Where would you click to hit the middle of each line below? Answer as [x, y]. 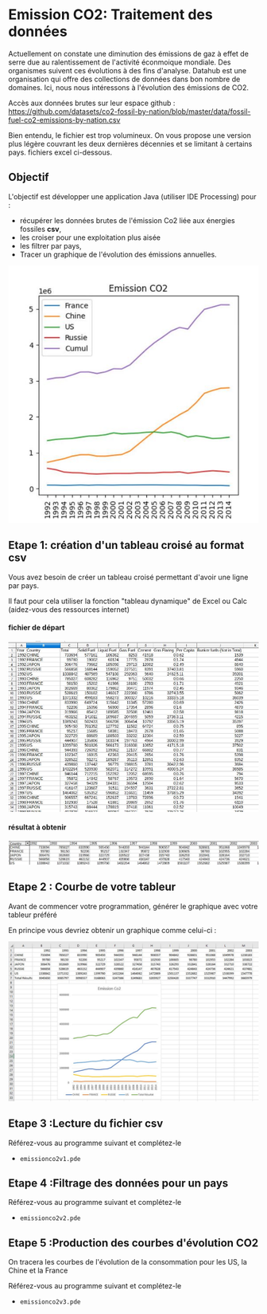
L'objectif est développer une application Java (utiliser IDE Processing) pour [132, 196]
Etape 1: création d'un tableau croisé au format [126, 545]
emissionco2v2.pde [50, 1218]
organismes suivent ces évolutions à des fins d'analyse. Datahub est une [128, 70]
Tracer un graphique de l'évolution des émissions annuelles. [118, 254]
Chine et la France [38, 1271]
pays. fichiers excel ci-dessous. [60, 152]
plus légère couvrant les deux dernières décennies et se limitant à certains [130, 143]
